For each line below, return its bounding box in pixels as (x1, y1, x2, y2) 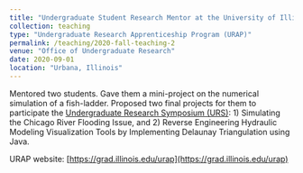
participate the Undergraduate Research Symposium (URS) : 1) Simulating (9, 107, 281, 118)
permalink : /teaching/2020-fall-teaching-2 (9, 38, 176, 48)
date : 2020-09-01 (9, 55, 75, 64)
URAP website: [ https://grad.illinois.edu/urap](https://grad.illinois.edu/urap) (9, 153, 289, 164)
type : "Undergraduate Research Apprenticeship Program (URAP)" (9, 30, 252, 39)
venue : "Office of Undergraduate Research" (9, 47, 176, 56)
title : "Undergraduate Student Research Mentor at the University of (9, 13, 277, 23)
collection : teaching (9, 22, 91, 31)
